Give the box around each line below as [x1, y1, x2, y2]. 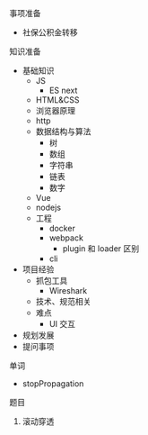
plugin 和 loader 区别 [62, 243, 140, 254]
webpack [48, 232, 83, 243]
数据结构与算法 [35, 126, 91, 137]
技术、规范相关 [35, 296, 91, 306]
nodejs [35, 202, 61, 213]
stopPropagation [22, 378, 84, 389]
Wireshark [48, 285, 88, 295]
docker [48, 223, 76, 233]
